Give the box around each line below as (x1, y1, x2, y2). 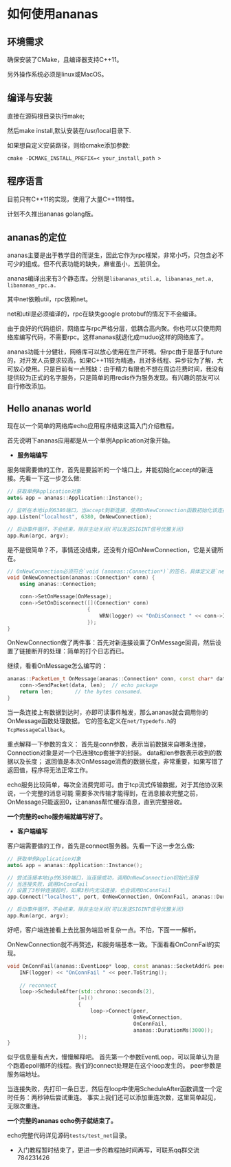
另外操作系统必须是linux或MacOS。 (7, 70, 108, 78)
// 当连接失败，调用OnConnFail (7, 880, 89, 888)
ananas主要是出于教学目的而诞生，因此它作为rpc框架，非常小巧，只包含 (7, 251, 212, 259)
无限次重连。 (7, 1102, 43, 1110)
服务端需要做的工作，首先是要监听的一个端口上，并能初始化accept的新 (7, 466, 208, 474)
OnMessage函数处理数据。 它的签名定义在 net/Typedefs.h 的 (7, 716, 177, 724)
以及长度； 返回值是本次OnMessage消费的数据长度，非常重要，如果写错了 (12, 757, 224, 765)
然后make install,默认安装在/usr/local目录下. (7, 126, 131, 134)
